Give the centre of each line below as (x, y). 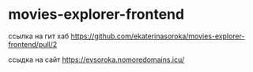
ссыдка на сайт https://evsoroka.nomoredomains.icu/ (96, 59)
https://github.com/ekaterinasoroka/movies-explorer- (158, 36)
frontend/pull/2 (33, 44)
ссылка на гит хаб (39, 36)
